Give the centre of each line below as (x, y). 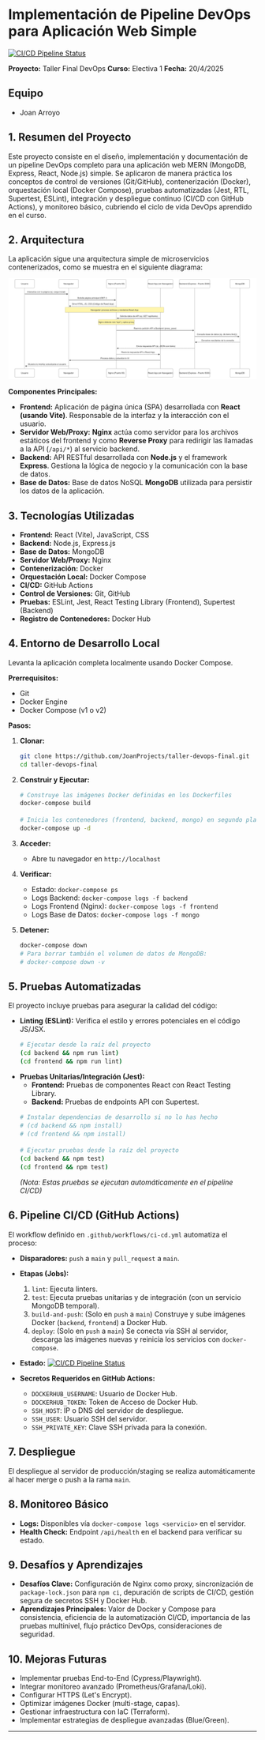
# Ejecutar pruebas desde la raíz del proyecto (99, 1151)
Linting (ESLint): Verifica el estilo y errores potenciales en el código (130, 1021)
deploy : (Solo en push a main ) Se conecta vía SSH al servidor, (130, 1331)
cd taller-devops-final (59, 764)
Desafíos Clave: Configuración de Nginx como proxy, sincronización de (136, 1584)
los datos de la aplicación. (62, 491)
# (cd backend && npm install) (71, 1125)
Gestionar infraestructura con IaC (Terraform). (95, 1712)
